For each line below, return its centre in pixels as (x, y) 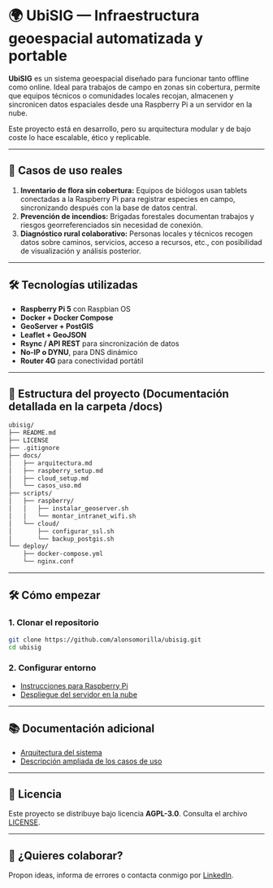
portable (38, 56)
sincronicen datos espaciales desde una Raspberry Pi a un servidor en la (130, 104)
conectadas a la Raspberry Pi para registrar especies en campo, (128, 199)
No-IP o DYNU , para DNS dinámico (79, 352)
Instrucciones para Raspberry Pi (74, 685)
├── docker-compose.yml (63, 554)
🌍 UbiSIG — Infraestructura (104, 16)
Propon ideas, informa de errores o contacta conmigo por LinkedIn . (121, 875)
